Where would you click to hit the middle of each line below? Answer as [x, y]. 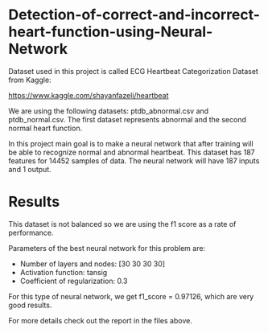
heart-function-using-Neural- [111, 32]
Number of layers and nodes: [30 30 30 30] [93, 264]
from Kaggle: [30, 80]
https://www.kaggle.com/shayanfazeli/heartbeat [89, 95]
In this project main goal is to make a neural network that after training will [131, 143]
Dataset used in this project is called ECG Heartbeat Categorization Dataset [134, 71]
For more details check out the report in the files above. [101, 320]
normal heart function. [45, 128]
